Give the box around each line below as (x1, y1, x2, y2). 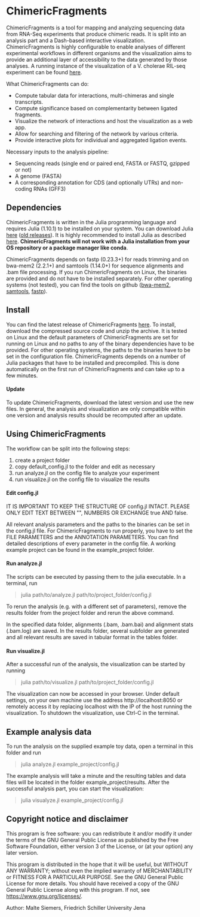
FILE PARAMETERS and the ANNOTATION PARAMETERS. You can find (6, 533, 179, 540)
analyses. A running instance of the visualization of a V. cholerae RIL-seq (6, 62, 186, 70)
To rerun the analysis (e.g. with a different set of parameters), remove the (6, 603, 187, 610)
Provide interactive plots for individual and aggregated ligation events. (14, 136, 187, 143)
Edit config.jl (6, 489, 39, 497)
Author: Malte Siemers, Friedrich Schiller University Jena (6, 904, 146, 911)
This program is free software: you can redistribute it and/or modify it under (6, 829, 192, 837)
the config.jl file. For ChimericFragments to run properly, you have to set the (6, 527, 193, 534)
